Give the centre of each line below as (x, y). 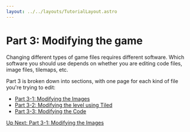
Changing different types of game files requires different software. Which (95, 57)
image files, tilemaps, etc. (37, 70)
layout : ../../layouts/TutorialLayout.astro (62, 11)
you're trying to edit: (31, 87)
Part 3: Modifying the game (75, 40)
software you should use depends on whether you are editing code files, (94, 63)
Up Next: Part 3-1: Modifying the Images (55, 123)
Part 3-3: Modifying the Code (50, 111)
